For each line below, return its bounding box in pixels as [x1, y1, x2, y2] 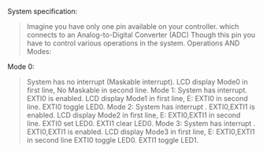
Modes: [26, 47, 52, 56]
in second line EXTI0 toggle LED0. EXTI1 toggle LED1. [26, 136, 199, 144]
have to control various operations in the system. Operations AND [26, 38, 240, 48]
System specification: [7, 7, 78, 16]
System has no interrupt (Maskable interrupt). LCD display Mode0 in [26, 78, 249, 86]
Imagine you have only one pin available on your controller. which [26, 22, 239, 31]
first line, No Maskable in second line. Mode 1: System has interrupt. [26, 85, 248, 95]
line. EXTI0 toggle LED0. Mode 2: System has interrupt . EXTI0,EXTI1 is [26, 102, 255, 111]
